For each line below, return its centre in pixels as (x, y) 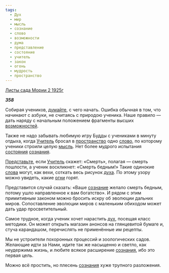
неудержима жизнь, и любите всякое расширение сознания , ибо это (80, 250)
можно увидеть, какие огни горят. (42, 177)
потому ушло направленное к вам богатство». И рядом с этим (73, 193)
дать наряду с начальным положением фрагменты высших (70, 120)
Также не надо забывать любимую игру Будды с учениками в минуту (81, 135)
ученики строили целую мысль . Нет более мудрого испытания (73, 146)
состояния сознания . (28, 152)
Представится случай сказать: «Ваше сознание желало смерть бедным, (84, 187)
